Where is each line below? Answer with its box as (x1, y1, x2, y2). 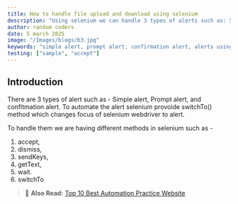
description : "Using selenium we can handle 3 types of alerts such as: (7, 17, 227, 24)
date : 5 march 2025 (7, 30, 65, 38)
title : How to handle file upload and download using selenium (7, 10, 198, 18)
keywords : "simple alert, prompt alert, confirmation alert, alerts (7, 43, 214, 50)
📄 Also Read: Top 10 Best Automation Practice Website (24, 188, 186, 197)
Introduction (7, 76, 64, 89)
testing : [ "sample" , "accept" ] (7, 50, 100, 57)
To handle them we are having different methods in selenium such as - (7, 123, 213, 132)
